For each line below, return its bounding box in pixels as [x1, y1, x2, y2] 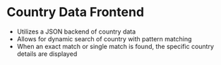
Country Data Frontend [6, 4, 145, 20]
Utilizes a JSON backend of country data [16, 27, 136, 36]
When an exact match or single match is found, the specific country [16, 42, 215, 50]
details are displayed [16, 50, 78, 58]
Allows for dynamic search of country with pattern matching [16, 34, 192, 43]
